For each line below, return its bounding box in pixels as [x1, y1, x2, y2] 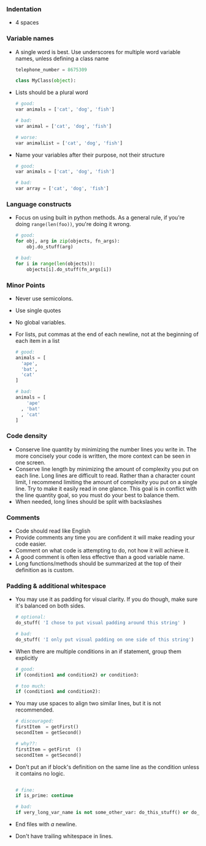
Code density [6, 432, 48, 441]
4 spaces [15, 19, 39, 26]
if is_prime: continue [15, 793, 74, 799]
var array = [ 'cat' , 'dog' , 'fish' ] [15, 186, 109, 192]
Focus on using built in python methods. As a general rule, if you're [15, 214, 185, 221]
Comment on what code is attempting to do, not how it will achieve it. [15, 547, 190, 554]
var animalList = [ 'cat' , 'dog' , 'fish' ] [15, 140, 123, 146]
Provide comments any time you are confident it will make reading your [15, 534, 195, 541]
